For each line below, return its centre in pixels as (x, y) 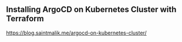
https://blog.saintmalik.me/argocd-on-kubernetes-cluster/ (76, 33)
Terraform (25, 19)
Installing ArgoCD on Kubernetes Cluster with (91, 10)
